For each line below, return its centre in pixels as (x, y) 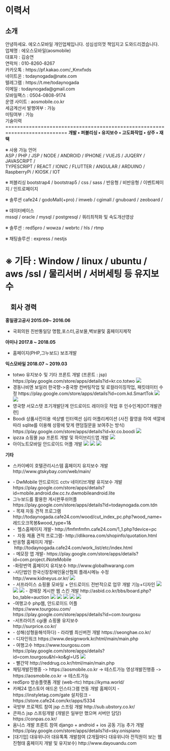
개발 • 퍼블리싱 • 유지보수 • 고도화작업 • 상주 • (114, 133)
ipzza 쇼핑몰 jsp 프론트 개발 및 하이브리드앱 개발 (61, 438)
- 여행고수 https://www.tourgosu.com (51, 645)
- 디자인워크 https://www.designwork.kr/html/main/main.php (75, 639)
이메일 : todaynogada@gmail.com (40, 89)
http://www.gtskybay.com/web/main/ (52, 471)
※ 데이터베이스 (20, 210)
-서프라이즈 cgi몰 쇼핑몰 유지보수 (46, 620)
